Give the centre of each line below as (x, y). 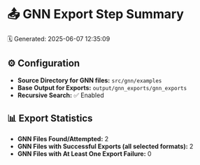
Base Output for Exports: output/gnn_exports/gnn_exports (102, 87)
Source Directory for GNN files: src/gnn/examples (90, 80)
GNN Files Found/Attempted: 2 (63, 138)
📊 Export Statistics (50, 119)
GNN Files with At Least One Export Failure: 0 (84, 153)
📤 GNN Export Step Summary (95, 14)
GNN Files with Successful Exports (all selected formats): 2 (105, 146)
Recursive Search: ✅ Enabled (60, 95)
